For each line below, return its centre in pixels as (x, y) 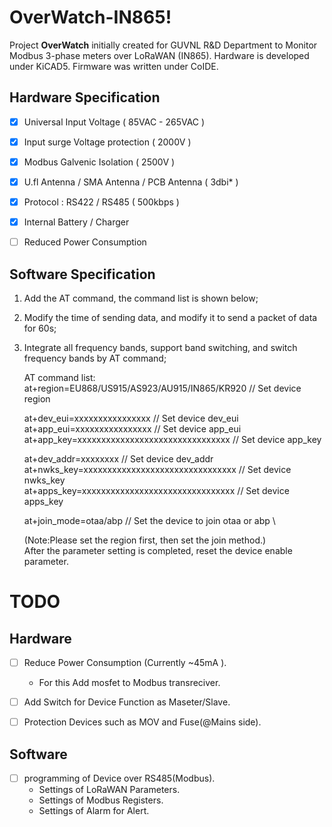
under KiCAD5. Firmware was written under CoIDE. (114, 66)
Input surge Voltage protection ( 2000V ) (107, 142)
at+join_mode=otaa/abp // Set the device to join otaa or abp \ (149, 520)
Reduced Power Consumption (85, 242)
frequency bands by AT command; (95, 358)
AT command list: (59, 377)
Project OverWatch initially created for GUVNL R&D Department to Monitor (163, 45)
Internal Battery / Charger (76, 222)
